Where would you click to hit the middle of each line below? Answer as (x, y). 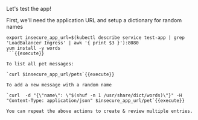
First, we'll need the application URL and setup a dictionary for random (94, 20)
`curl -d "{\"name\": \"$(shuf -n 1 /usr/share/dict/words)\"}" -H (94, 95)
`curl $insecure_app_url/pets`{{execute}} (60, 74)
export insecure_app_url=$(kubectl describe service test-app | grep (96, 38)
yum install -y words (34, 48)
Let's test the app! (29, 9)
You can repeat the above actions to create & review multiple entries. (100, 111)
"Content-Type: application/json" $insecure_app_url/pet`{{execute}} (96, 101)
